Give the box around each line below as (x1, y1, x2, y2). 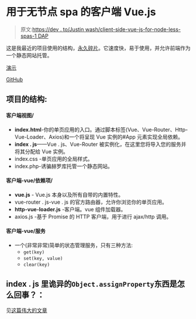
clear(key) (23, 262, 50, 267)
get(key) (23, 249, 45, 255)
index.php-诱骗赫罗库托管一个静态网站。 (14, 162, 113, 170)
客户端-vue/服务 (6, 228, 46, 235)
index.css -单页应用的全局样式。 (14, 155, 93, 162)
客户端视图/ (6, 112, 34, 119)
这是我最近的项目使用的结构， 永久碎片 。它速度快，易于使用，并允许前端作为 (6, 44, 191, 52)
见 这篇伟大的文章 (6, 307, 47, 314)
